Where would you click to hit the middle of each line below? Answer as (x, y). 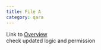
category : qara (25, 17)
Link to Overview (27, 34)
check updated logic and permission (51, 40)
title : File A (24, 12)
